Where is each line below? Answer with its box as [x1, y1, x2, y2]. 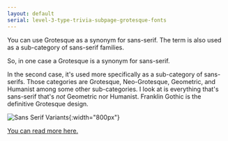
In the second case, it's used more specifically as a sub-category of [7, 70, 203, 78]
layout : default [7, 10, 54, 17]
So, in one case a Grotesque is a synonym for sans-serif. [7, 56, 170, 65]
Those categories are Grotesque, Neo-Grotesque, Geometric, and [26, 77, 216, 85]
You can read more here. [7, 126, 79, 135]
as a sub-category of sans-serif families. [7, 43, 124, 51]
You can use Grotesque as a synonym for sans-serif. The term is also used [7, 35, 222, 44]
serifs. [7, 77, 26, 85]
